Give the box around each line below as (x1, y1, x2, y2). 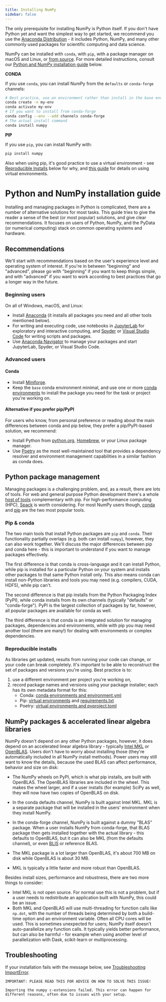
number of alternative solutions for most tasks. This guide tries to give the (5, 209, 156, 215)
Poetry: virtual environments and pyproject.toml (19, 703, 117, 709)
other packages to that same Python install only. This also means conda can (5, 572, 160, 577)
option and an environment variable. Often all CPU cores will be (22, 916, 152, 922)
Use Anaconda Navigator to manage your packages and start (12, 338, 137, 344)
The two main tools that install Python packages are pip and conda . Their (5, 530, 153, 536)
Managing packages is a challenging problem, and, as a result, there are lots (5, 486, 161, 492)
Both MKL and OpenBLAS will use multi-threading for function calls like (12, 905, 157, 911)
